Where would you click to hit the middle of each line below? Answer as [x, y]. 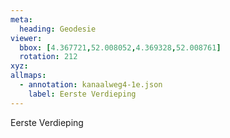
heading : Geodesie [58, 29]
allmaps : [28, 76]
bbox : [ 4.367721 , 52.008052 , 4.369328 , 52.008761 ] [120, 47]
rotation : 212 [48, 57]
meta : [21, 19]
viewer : [26, 38]
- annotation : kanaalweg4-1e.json [91, 85]
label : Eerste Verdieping [82, 94]
